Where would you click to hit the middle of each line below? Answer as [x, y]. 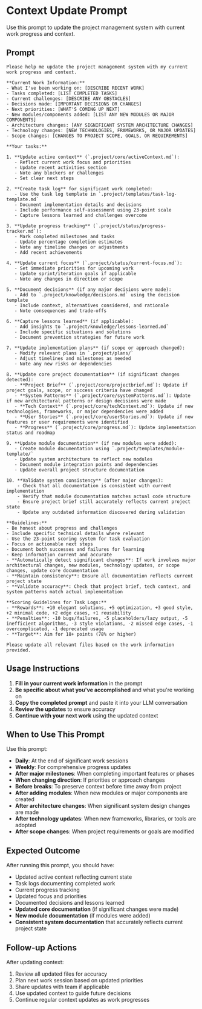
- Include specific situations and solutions [73, 332]
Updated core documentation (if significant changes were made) [97, 909]
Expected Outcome [43, 851]
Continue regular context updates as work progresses [82, 1000]
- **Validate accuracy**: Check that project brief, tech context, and [98, 586]
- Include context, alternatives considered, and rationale [92, 305]
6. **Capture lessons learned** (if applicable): [70, 321]
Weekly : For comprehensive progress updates [73, 767]
